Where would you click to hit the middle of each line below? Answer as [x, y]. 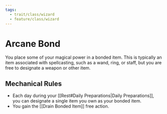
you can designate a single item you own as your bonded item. [77, 101]
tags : [11, 10]
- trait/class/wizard [32, 14]
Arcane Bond [33, 44]
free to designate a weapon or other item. [48, 68]
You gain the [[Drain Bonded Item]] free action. [60, 106]
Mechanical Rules [33, 83]
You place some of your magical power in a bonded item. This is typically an [84, 57]
